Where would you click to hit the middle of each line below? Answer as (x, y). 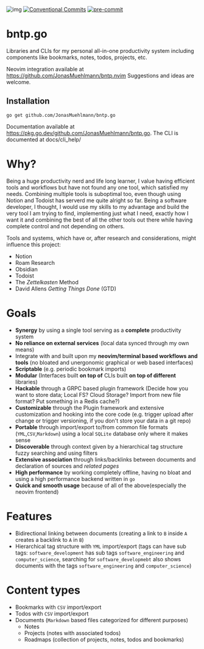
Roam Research (35, 262)
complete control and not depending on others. (65, 226)
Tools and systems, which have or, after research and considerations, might (101, 238)
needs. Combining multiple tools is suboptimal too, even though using (94, 194)
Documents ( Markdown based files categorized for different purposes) (102, 620)
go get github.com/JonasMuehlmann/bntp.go (61, 115)
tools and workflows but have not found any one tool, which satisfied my (97, 187)
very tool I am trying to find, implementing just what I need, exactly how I (97, 213)
